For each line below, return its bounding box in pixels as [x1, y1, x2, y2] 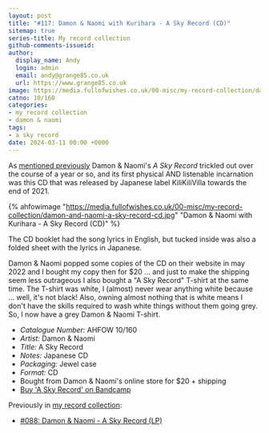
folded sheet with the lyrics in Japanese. [8, 242, 143, 253]
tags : [8, 123, 26, 132]
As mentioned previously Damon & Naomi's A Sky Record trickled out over [8, 160, 254, 170]
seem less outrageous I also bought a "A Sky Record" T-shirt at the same [8, 275, 249, 285]
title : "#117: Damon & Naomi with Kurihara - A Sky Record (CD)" [8, 19, 231, 27]
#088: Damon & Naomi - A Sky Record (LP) [19, 415, 163, 425]
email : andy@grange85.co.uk [15, 71, 110, 79]
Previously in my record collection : [8, 400, 122, 410]
